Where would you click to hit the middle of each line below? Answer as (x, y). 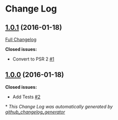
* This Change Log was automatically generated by (59, 106)
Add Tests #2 (26, 97)
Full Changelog (21, 39)
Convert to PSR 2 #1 (33, 59)
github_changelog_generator (35, 112)
